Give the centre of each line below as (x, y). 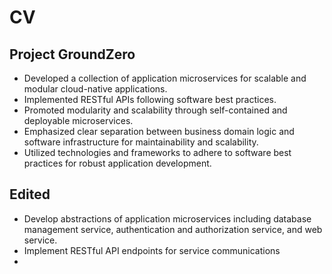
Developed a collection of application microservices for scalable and (165, 78)
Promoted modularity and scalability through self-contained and (155, 110)
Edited (30, 194)
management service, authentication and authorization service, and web (173, 229)
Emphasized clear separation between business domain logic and (159, 131)
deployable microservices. (78, 120)
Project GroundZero (72, 54)
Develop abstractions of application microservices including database (167, 218)
